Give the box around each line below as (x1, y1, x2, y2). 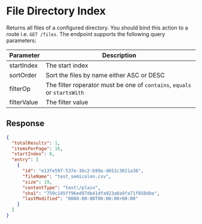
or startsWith (45, 88, 84, 97)
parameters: (6, 37, 37, 44)
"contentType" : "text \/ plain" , (22, 184, 101, 190)
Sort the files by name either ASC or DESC (45, 71, 165, 79)
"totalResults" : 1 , (11, 140, 61, 146)
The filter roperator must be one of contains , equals (45, 80, 191, 89)
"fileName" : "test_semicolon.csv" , (22, 173, 112, 180)
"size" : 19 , (22, 179, 52, 185)
